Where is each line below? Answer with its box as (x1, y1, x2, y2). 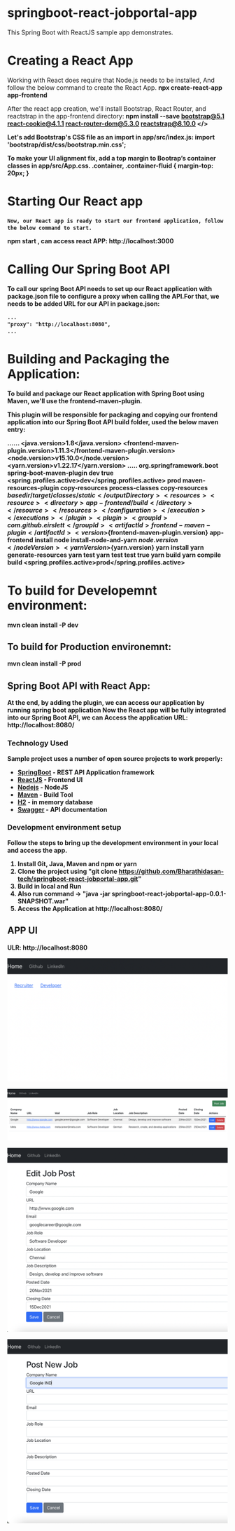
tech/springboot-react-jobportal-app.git (17, 875, 138, 883)
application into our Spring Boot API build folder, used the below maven (7, 417, 219, 426)
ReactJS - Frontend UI (17, 775, 83, 783)
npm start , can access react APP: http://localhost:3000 (7, 236, 174, 245)
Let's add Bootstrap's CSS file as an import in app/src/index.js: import (7, 133, 215, 141)
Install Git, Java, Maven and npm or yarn (17, 859, 138, 868)
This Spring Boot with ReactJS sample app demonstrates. (7, 28, 173, 36)
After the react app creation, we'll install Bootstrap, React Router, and (7, 104, 206, 113)
